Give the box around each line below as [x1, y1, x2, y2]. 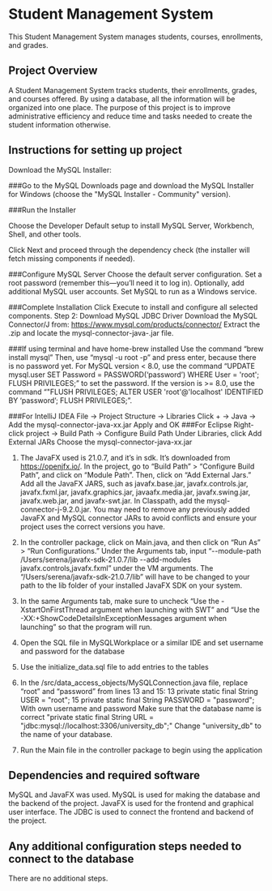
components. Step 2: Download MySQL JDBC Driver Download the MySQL [8, 311, 257, 320]
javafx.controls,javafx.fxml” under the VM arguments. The [19, 563, 214, 572]
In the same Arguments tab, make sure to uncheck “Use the [19, 596, 220, 606]
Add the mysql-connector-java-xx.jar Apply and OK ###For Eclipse [8, 419, 232, 430]
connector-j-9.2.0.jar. [19, 504, 91, 514]
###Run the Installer [8, 204, 77, 215]
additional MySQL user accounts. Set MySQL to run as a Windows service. [8, 286, 257, 296]
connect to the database [8, 852, 134, 866]
